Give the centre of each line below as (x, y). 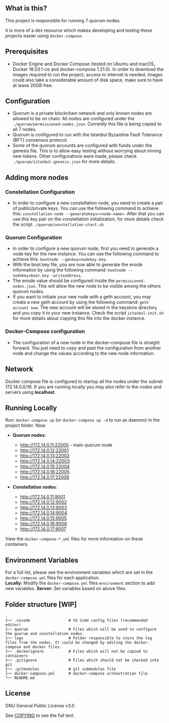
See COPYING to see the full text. (40, 715)
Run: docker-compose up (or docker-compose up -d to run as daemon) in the (82, 420)
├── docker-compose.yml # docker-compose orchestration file (76, 673)
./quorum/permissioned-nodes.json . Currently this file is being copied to (87, 124)
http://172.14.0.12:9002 (43, 502)
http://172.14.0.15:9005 (43, 518)
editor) (13, 625)
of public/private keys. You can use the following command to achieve (86, 208)
